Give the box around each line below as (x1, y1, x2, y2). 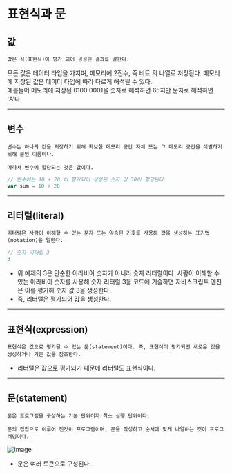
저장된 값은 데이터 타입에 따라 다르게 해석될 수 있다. (14, 77, 153, 86)
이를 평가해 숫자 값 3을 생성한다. (24, 286, 112, 295)
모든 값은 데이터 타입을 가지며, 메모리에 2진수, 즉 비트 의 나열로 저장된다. (7, 69, 202, 77)
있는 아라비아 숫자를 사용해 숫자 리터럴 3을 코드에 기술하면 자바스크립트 (17, 277, 209, 286)
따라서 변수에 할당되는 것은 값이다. (7, 164, 94, 171)
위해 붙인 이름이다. (7, 150, 55, 157)
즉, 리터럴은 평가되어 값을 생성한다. (17, 295, 112, 304)
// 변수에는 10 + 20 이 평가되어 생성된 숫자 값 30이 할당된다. (7, 176, 167, 183)
